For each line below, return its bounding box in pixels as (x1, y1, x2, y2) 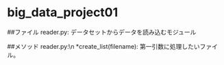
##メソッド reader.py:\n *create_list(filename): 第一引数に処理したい (7, 42, 200, 50)
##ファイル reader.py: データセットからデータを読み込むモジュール (7, 28, 197, 36)
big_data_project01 (7, 5, 119, 20)
